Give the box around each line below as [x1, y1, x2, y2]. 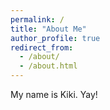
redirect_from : [10, 42, 74, 53]
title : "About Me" [10, 24, 87, 34]
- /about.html [19, 61, 78, 71]
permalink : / [10, 14, 65, 25]
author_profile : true [10, 33, 101, 43]
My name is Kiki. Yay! [10, 89, 98, 100]
